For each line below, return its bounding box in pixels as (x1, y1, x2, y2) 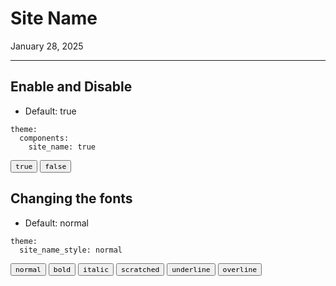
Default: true (24, 105, 77, 117)
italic (83, 264, 109, 274)
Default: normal (24, 217, 89, 229)
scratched (120, 264, 160, 274)
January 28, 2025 (10, 40, 84, 52)
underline (171, 264, 211, 274)
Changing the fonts (10, 190, 133, 207)
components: (19, 133, 70, 143)
